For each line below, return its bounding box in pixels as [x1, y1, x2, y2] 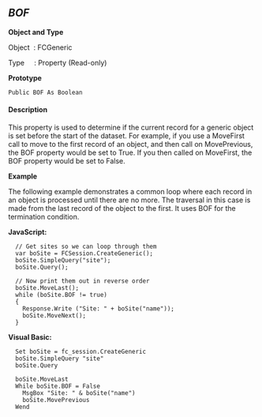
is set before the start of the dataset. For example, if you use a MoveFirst [8, 131, 245, 141]
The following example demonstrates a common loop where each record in [8, 187, 253, 197]
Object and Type [8, 27, 64, 36]
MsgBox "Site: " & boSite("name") [22, 389, 136, 397]
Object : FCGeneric [8, 43, 73, 52]
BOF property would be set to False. [8, 156, 126, 166]
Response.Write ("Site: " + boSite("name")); [22, 305, 175, 313]
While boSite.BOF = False [15, 382, 101, 390]
